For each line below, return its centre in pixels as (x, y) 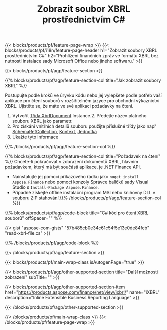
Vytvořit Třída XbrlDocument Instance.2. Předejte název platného (79, 116)
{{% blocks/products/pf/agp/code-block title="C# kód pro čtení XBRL (77, 213)
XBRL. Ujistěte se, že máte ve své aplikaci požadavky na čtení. (69, 106)
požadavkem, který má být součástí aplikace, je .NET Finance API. (73, 167)
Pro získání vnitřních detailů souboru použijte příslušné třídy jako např (84, 126)
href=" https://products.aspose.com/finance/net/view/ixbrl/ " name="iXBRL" (82, 292)
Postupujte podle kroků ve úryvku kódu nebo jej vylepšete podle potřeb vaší (84, 95)
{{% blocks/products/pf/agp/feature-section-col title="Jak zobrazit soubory (83, 80)
